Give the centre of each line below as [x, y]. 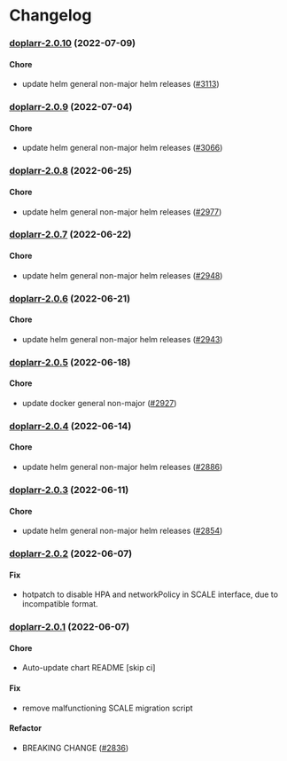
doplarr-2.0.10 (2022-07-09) [72, 43]
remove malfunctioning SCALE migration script [107, 708]
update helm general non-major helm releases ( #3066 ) [122, 148]
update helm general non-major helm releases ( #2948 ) [122, 275]
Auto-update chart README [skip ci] [89, 668]
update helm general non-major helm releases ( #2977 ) [122, 212]
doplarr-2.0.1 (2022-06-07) [70, 627]
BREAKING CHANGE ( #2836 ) [75, 748]
